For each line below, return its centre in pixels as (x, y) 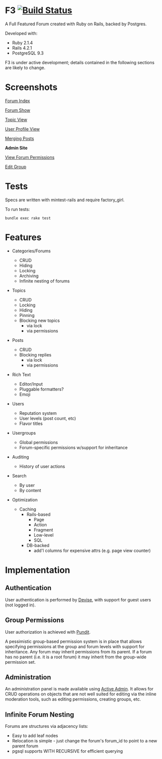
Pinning (27, 315)
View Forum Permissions (30, 157)
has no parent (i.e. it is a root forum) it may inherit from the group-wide (76, 657)
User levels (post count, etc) (48, 418)
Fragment (43, 530)
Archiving (29, 276)
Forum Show (18, 110)
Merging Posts (20, 138)
